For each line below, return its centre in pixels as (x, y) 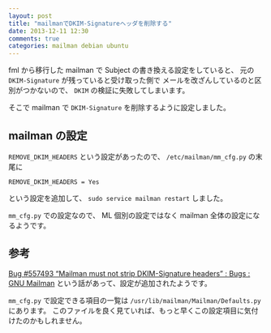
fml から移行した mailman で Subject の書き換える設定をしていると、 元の (131, 70)
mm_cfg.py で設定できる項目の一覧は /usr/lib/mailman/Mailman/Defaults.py (135, 300)
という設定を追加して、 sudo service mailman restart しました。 (118, 198)
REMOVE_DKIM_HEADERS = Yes (54, 182)
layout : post (30, 16)
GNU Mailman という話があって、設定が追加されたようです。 (110, 283)
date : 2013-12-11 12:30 (49, 31)
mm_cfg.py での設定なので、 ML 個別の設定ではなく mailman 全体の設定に (131, 215)
